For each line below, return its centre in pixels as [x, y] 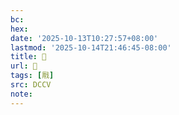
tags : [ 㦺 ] [32, 76]
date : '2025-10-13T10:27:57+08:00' [84, 38]
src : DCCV [31, 85]
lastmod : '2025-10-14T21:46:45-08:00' [91, 47]
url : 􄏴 [24, 66]
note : [21, 94]
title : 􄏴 [28, 57]
